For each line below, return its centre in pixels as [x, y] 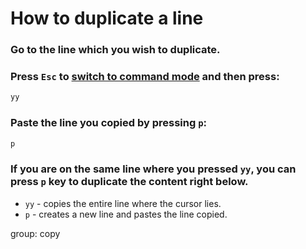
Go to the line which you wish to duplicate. [115, 50]
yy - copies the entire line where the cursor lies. [123, 203]
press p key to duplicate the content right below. [129, 182]
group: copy [35, 233]
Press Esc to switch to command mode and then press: [145, 77]
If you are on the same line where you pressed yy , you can [153, 169]
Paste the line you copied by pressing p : [109, 123]
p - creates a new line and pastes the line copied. [126, 214]
